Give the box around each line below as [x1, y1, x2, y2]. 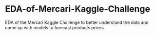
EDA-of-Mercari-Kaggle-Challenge [5, 3, 150, 15]
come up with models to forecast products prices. [5, 24, 105, 30]
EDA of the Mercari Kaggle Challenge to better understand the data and [5, 19, 149, 25]
